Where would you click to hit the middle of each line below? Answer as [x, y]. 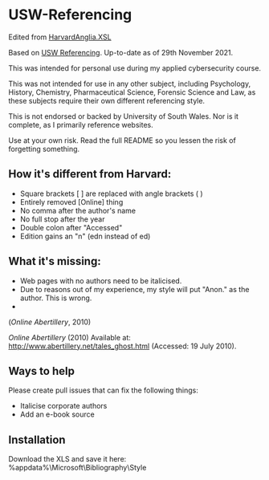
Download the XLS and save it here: [67, 459]
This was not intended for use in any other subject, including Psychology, [130, 83]
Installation [37, 439]
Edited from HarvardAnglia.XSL [60, 37]
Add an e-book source [57, 414]
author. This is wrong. [56, 298]
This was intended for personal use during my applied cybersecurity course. [135, 68]
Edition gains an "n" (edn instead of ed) [85, 236]
